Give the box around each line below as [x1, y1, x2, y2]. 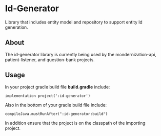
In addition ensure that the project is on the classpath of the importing [5, 120, 145, 126]
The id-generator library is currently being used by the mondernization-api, [5, 51, 157, 57]
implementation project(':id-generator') [5, 93, 91, 98]
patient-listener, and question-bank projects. [5, 57, 95, 63]
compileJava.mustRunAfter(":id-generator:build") [5, 111, 108, 116]
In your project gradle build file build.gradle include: [5, 84, 110, 90]
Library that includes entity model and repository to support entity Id [5, 19, 142, 25]
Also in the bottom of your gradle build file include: [5, 102, 107, 108]
